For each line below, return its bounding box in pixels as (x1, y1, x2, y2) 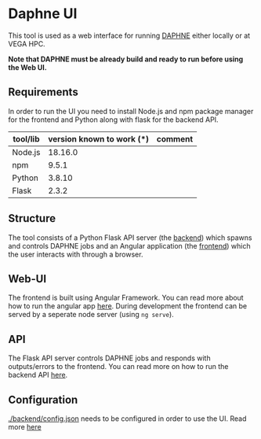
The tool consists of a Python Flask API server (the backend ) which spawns (8, 233, 252, 242)
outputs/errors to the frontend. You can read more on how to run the (8, 362, 229, 371)
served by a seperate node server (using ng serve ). (8, 310, 174, 319)
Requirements (8, 86, 78, 99)
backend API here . (8, 371, 68, 380)
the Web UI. (8, 62, 47, 72)
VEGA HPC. (8, 39, 45, 48)
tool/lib (13, 133, 41, 144)
